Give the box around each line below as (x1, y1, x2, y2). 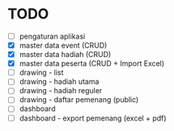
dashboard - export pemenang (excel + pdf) (19, 113, 167, 123)
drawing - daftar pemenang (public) (19, 95, 139, 104)
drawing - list (19, 68, 64, 77)
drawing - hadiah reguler (19, 86, 103, 96)
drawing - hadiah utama (19, 77, 100, 87)
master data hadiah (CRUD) (19, 50, 112, 59)
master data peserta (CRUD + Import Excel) (19, 59, 165, 68)
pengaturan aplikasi (19, 31, 86, 41)
